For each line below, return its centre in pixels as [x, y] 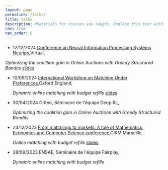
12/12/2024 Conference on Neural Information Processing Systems [82, 48]
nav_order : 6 [19, 33]
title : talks [19, 19]
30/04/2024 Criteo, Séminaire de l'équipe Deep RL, [66, 103]
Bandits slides [20, 68]
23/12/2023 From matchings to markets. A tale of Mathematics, [78, 127]
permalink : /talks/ [26, 15]
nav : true [16, 29]
